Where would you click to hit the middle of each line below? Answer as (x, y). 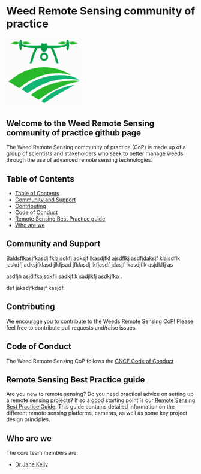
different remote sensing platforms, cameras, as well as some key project (97, 413)
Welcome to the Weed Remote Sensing (80, 123)
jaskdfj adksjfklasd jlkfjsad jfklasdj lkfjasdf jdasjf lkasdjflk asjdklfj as (90, 264)
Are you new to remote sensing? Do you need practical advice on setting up (100, 394)
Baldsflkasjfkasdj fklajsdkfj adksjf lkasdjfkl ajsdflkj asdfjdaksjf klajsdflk (93, 258)
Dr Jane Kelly (31, 464)
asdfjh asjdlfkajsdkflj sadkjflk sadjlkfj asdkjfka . (64, 276)
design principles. (28, 419)
